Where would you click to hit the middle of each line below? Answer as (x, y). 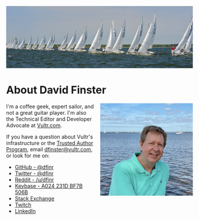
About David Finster (56, 90)
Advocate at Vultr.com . (34, 125)
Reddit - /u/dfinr (34, 179)
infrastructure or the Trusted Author (50, 143)
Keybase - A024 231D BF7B (49, 186)
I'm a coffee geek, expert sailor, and (50, 106)
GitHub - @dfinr (34, 167)
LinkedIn (25, 211)
